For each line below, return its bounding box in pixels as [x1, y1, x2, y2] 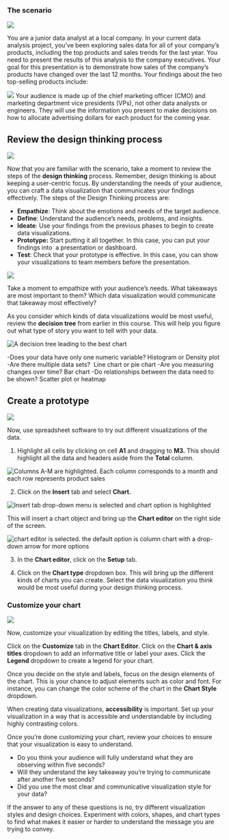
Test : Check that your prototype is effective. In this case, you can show [16, 251, 219, 259]
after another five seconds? [16, 776, 95, 784]
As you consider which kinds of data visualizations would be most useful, [7, 312, 214, 320]
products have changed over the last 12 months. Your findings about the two [7, 71, 222, 79]
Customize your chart [7, 600, 81, 610]
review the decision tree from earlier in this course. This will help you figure [7, 320, 221, 328]
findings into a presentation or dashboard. [16, 243, 137, 252]
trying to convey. [7, 825, 55, 833]
